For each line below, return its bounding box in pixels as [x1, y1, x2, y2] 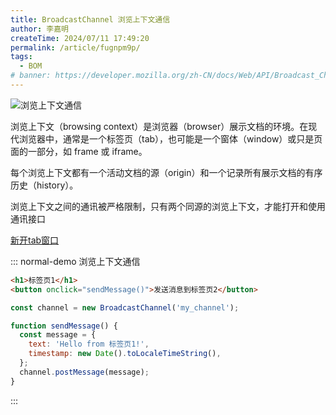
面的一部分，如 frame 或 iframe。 [10, 145, 148, 157]
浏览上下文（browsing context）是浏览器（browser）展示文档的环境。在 [10, 120, 309, 132]
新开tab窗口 [10, 234, 60, 246]
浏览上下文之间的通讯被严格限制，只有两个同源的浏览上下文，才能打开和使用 [10, 200, 326, 212]
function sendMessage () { [10, 321, 118, 331]
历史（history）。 [10, 179, 79, 191]
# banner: [10, 71, 52, 81]
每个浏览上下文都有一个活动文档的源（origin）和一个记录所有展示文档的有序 [10, 166, 323, 178]
